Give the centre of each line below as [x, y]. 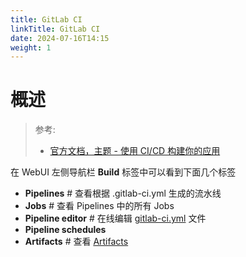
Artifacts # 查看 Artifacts [76, 242]
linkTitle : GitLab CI [55, 29]
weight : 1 [31, 47]
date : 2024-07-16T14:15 [60, 38]
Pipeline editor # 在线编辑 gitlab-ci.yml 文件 [115, 218]
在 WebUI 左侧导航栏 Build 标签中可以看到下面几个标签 [123, 172]
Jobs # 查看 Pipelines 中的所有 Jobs [99, 206]
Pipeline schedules [65, 230]
